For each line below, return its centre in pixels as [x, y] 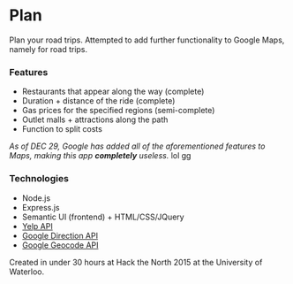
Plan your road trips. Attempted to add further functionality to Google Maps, [147, 40]
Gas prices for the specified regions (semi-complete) [118, 111]
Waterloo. [27, 272]
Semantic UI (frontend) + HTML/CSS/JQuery [103, 217]
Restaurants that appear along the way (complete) [113, 92]
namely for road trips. [49, 49]
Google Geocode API [60, 245]
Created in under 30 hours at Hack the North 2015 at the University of [136, 262]
